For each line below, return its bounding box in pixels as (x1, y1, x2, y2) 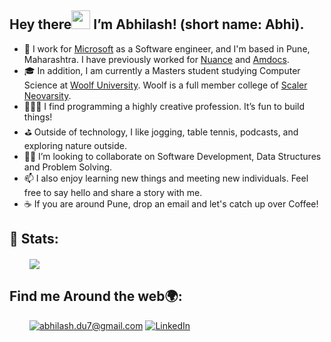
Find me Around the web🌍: (9, 288, 183, 305)
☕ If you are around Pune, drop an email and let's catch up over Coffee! (23, 197, 319, 210)
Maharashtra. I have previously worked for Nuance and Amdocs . (23, 53, 290, 65)
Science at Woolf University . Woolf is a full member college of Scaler (23, 79, 308, 91)
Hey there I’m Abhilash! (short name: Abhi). (9, 16, 305, 33)
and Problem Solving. (23, 161, 113, 173)
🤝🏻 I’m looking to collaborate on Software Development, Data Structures (23, 150, 322, 162)
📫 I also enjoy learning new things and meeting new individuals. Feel (23, 172, 309, 184)
